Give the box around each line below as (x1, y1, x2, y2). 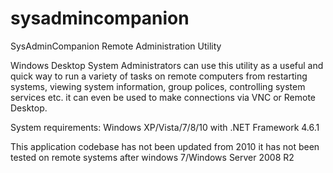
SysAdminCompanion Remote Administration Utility (10, 40, 222, 52)
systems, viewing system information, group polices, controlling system (10, 80, 306, 92)
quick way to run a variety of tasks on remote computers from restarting (10, 70, 308, 82)
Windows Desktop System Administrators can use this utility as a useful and (10, 59, 324, 71)
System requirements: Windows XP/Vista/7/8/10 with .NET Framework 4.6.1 (10, 121, 320, 133)
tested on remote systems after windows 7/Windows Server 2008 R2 (10, 151, 295, 163)
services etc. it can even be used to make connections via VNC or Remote (10, 91, 317, 103)
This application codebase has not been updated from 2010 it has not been (10, 140, 320, 152)
